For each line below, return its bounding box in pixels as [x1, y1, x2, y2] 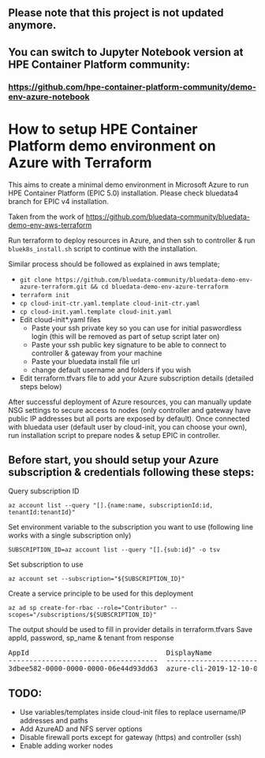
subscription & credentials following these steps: [8, 466, 255, 479]
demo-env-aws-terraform [8, 220, 92, 229]
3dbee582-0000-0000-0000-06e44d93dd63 [8, 664, 159, 673]
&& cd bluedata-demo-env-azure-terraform [90, 283, 229, 291]
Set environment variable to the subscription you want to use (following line [8, 522, 254, 532]
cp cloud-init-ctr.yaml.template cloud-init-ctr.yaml [19, 299, 200, 307]
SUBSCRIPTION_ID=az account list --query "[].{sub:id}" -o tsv [8, 546, 221, 554]
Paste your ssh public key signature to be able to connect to [31, 340, 227, 349]
